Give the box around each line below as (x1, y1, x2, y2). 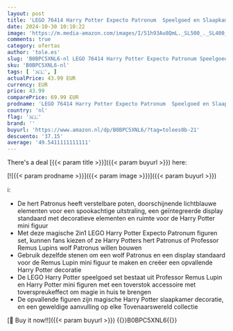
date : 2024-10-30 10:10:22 (7, 23, 85, 30)
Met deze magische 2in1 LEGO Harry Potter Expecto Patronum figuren (17, 229, 218, 237)
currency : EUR (7, 81, 49, 88)
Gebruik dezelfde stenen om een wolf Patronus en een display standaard (17, 251, 225, 260)
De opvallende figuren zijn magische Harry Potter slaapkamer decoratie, (17, 296, 224, 304)
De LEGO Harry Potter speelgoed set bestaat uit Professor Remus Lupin (17, 273, 223, 282)
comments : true (7, 36, 51, 43)
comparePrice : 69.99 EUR (7, 94, 79, 101)
